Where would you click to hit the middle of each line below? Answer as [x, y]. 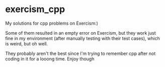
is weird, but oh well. [27, 43]
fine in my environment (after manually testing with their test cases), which [82, 38]
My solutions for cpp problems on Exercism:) [52, 23]
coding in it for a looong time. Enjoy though [50, 58]
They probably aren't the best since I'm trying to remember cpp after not [80, 53]
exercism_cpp [35, 9]
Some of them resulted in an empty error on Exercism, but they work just [80, 33]
